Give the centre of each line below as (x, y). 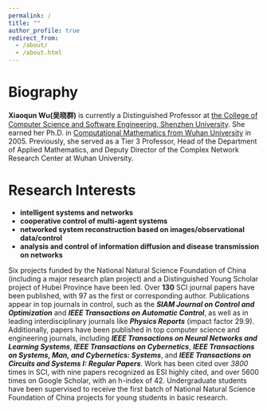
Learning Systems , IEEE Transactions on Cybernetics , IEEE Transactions (132, 346)
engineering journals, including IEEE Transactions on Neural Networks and (133, 338)
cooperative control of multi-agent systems (94, 221)
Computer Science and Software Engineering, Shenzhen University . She (127, 124)
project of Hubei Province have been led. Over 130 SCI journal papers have (132, 287)
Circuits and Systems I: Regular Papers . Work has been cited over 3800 (128, 363)
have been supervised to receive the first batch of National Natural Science (132, 388)
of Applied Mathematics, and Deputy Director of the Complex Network (124, 149)
